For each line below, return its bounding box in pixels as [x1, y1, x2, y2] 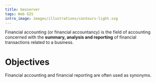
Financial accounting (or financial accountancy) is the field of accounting [5, 29, 151, 35]
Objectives [5, 56, 50, 68]
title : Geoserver [5, 7, 40, 12]
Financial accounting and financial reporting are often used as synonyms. [5, 72, 152, 78]
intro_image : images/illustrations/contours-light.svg [5, 16, 118, 21]
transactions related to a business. [5, 40, 74, 45]
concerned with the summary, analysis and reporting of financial [5, 34, 137, 40]
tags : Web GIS [5, 12, 34, 16]
